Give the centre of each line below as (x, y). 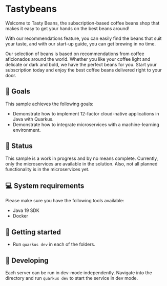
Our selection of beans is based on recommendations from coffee (75, 54)
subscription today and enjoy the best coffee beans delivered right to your (84, 70)
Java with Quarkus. (33, 119)
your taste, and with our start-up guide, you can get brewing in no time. (81, 43)
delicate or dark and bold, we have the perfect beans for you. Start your (81, 64)
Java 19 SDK (26, 210)
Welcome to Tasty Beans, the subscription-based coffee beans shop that (82, 23)
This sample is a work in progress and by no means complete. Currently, (82, 158)
